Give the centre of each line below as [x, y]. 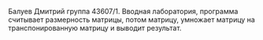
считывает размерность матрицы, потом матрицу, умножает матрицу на [132, 20]
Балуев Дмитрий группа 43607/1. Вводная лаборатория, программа [123, 11]
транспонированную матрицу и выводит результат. [95, 28]
